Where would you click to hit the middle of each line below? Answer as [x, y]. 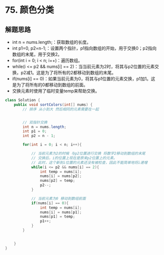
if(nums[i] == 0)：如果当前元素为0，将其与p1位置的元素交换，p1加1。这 [83, 79]
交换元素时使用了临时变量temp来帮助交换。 [56, 91]
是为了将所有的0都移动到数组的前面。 [50, 85]
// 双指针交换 [35, 122]
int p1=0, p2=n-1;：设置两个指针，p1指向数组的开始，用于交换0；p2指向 [84, 48]
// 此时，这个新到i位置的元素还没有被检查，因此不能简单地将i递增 [89, 162]
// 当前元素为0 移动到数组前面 [59, 198]
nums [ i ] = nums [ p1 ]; [61, 212]
